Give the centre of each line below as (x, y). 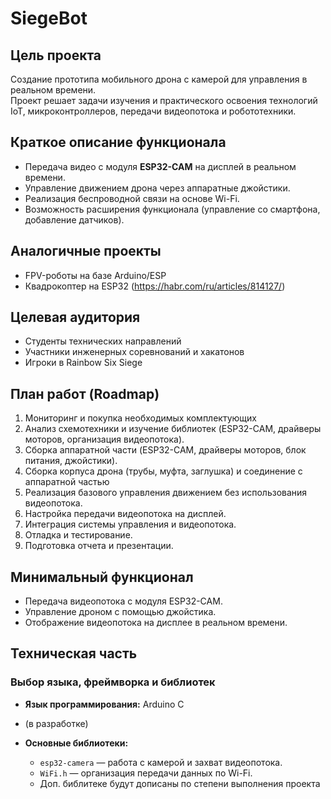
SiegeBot (49, 18)
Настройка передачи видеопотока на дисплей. (125, 514)
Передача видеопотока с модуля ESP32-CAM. (123, 601)
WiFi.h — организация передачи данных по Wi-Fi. (146, 773)
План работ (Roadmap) (85, 393)
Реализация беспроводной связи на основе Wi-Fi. (132, 198)
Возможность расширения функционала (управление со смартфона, (172, 209)
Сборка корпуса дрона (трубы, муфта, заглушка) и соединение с (163, 471)
